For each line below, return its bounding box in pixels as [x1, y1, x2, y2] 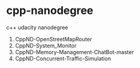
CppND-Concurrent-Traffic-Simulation [15, 55, 111, 62]
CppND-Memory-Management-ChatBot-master [15, 48, 135, 55]
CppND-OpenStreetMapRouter [15, 35, 92, 42]
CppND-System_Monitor [15, 42, 77, 49]
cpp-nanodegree [6, 4, 94, 18]
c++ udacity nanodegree [6, 24, 68, 31]
